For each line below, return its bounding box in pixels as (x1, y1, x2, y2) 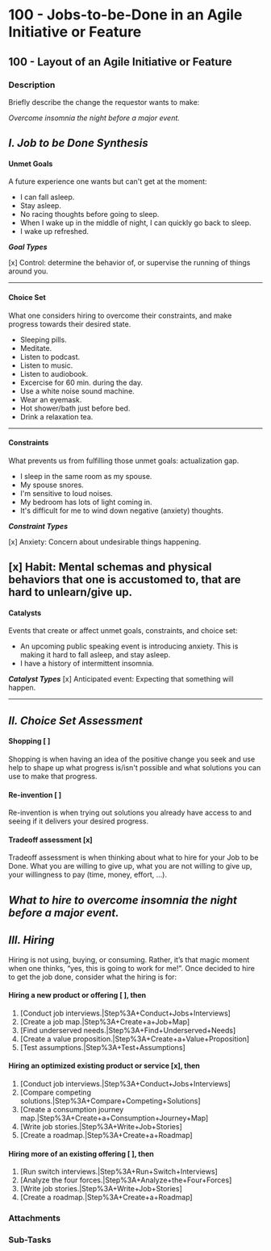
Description (8, 79, 56, 90)
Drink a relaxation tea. (19, 411, 94, 421)
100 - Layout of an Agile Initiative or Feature (8, 55, 232, 69)
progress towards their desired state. (8, 319, 131, 328)
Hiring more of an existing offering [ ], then (8, 1149, 155, 1158)
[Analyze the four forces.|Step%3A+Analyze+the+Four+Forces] (19, 1175, 232, 1185)
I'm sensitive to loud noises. (19, 488, 113, 498)
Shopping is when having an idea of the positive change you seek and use (8, 754, 256, 764)
